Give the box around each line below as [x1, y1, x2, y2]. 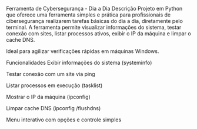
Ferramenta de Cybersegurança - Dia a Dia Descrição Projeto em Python [6, 5, 183, 12]
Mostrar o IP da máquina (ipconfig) [6, 94, 91, 100]
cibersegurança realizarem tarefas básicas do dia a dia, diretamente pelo [6, 18, 183, 24]
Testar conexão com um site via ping [6, 71, 95, 77]
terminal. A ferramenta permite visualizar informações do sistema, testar [6, 24, 182, 31]
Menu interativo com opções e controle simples [6, 116, 122, 123]
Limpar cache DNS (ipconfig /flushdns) [6, 105, 101, 111]
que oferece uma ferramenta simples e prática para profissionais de [6, 11, 171, 18]
